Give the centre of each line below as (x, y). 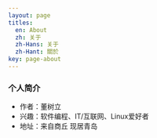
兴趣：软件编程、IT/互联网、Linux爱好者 (84, 116)
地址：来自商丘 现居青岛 (58, 126)
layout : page (29, 15)
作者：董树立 (40, 107)
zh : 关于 (28, 37)
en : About (31, 30)
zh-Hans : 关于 (37, 45)
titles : (21, 23)
